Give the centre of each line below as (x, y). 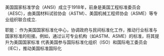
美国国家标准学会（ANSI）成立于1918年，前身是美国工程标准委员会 (73, 7)
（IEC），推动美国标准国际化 (33, 48)
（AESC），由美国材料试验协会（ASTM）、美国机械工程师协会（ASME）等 (79, 13)
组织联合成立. (23, 19)
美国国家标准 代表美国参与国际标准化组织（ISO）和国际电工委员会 (81, 42)
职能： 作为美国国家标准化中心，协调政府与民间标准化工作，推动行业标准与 (81, 30)
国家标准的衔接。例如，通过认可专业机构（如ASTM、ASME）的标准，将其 (80, 36)
